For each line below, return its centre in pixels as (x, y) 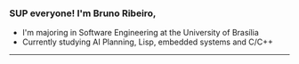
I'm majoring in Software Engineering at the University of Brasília (141, 33)
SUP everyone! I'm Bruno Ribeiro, (83, 13)
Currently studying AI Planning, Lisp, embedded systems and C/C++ (148, 42)
